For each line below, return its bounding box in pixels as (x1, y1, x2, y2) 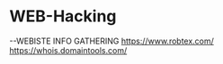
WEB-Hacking (9, 6, 117, 27)
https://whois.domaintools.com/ (9, 44, 128, 55)
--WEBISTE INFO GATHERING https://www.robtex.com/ (9, 36, 214, 46)
